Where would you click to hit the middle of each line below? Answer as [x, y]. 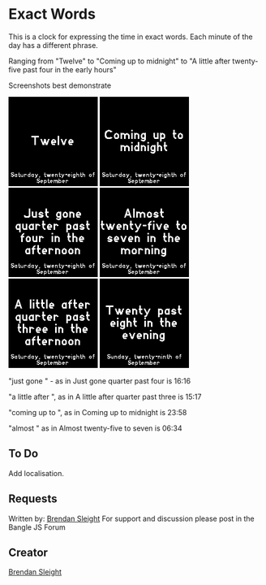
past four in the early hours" [70, 69]
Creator [28, 552]
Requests [33, 499]
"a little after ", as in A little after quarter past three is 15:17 [105, 396]
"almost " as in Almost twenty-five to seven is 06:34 [95, 428]
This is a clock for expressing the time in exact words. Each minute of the [131, 37]
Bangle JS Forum [37, 527]
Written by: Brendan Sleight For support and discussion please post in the [131, 518]
